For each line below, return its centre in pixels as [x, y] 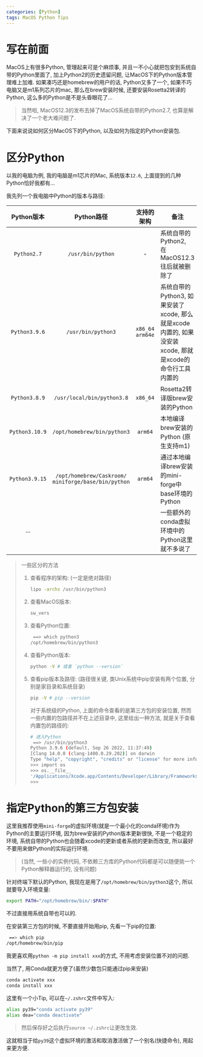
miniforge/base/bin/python [91, 482]
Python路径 [91, 217]
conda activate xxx [31, 980]
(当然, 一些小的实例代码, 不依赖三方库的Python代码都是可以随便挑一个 [108, 861]
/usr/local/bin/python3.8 [91, 398]
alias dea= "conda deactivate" [44, 1015]
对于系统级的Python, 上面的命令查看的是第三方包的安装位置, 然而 [111, 710]
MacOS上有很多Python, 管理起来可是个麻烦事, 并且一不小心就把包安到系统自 [101, 67]
